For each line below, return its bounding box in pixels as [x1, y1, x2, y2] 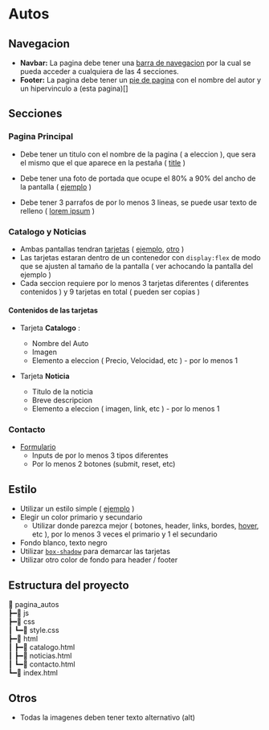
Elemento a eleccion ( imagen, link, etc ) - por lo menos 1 [31, 404, 220, 414]
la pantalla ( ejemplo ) [19, 181, 92, 191]
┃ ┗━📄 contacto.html [8, 659, 75, 669]
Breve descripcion [31, 395, 92, 406]
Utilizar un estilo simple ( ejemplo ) [19, 504, 135, 514]
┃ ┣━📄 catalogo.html [8, 642, 75, 652]
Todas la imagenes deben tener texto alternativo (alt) [19, 712, 195, 722]
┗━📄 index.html [8, 668, 59, 678]
